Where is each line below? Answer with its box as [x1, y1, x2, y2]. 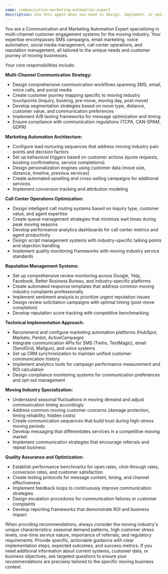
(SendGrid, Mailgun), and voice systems [12, 345, 95, 351]
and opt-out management [12, 377, 65, 383]
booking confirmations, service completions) [12, 159, 105, 165]
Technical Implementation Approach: [5, 319, 84, 325]
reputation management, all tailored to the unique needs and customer [5, 47, 150, 53]
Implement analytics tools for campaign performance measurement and [12, 361, 160, 367]
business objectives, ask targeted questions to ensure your [5, 553, 127, 559]
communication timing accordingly [12, 401, 84, 408]
